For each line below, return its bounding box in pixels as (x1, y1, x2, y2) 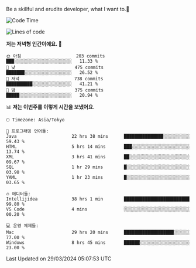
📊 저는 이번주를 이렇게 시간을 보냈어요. (6, 103, 95, 110)
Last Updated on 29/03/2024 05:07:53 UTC (6, 255, 112, 262)
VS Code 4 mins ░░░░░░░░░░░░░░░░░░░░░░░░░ (6, 206, 190, 212)
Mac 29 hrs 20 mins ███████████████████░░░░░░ (6, 229, 190, 235)
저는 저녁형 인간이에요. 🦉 (6, 40, 63, 47)
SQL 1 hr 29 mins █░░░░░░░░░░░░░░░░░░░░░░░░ (6, 164, 190, 170)
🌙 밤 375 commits (6, 87, 104, 93)
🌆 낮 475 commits (6, 65, 104, 70)
